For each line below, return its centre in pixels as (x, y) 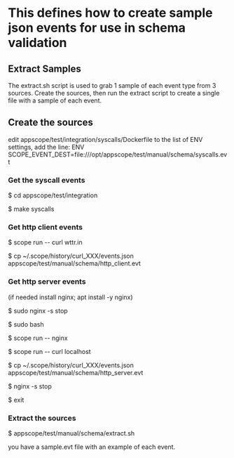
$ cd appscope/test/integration (53, 195)
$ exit (16, 400)
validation (37, 43)
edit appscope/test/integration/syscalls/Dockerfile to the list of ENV (105, 139)
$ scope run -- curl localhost (49, 351)
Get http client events (46, 228)
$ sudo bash (26, 324)
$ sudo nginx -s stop (38, 310)
